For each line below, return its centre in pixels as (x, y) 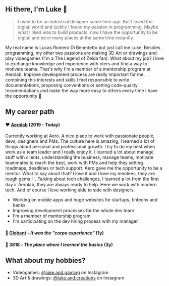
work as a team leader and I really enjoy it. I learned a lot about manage (79, 152)
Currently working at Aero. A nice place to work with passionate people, (80, 136)
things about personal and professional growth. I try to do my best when (80, 147)
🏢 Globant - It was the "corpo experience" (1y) (55, 233)
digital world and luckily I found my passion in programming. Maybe (88, 27)
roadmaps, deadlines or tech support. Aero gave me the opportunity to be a (84, 168)
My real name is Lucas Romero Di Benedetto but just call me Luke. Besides (83, 47)
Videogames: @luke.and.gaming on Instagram (61, 273)
